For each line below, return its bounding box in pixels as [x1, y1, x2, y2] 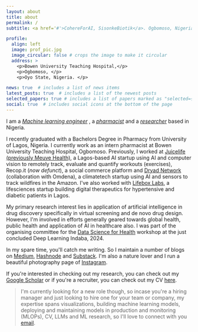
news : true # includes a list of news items [6, 85, 120, 91]
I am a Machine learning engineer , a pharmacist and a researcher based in [6, 118, 190, 125]
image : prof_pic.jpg [11, 47, 62, 53]
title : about [6, 14, 38, 20]
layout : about [6, 8, 41, 15]
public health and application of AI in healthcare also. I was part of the [6, 222, 176, 229]
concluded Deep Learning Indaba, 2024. [6, 235, 104, 242]
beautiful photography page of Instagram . [6, 258, 108, 266]
